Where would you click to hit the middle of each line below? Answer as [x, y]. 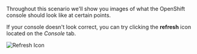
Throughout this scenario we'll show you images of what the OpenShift [96, 9]
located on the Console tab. [41, 33]
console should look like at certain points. [59, 15]
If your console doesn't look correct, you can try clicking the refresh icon [99, 27]
